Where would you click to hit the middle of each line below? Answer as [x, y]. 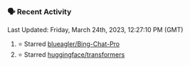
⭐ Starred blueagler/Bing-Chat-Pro [69, 44]
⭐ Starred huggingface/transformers [71, 55]
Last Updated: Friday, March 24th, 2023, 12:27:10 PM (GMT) [95, 30]
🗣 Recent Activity [39, 11]
